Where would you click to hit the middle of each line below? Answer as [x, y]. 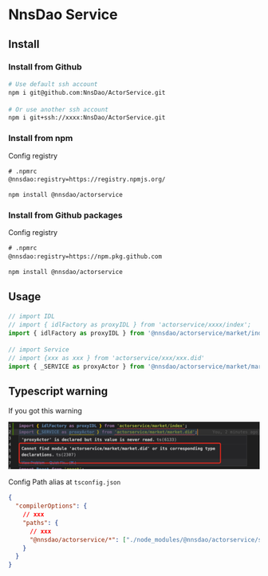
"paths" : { [41, 523]
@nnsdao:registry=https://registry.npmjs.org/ [87, 180]
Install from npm [41, 139]
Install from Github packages [65, 215]
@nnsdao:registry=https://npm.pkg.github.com [85, 257]
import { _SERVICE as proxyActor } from [77, 367]
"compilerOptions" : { [51, 506]
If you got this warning [45, 410]
